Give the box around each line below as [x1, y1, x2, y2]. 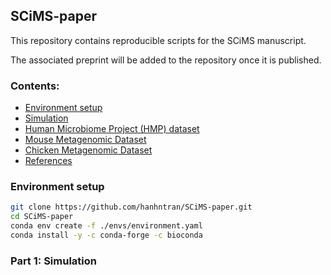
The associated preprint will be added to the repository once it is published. [10, 54, 322, 66]
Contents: [10, 79, 60, 93]
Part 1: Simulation [10, 254, 97, 268]
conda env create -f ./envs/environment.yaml [10, 221, 203, 231]
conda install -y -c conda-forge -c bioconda [10, 230, 203, 241]
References [24, 155, 73, 167]
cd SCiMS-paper [10, 212, 74, 222]
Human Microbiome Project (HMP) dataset [24, 123, 200, 135]
